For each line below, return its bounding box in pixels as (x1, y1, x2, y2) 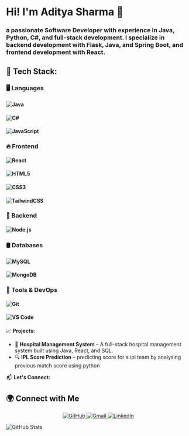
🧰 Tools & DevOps (6, 286, 57, 294)
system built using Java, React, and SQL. (14, 347, 114, 354)
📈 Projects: (6, 327, 35, 334)
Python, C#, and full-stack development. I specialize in (6, 33, 165, 42)
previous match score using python (14, 362, 101, 369)
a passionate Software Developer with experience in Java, (6, 26, 175, 35)
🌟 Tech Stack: (6, 66, 57, 76)
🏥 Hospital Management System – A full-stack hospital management (14, 340, 181, 348)
